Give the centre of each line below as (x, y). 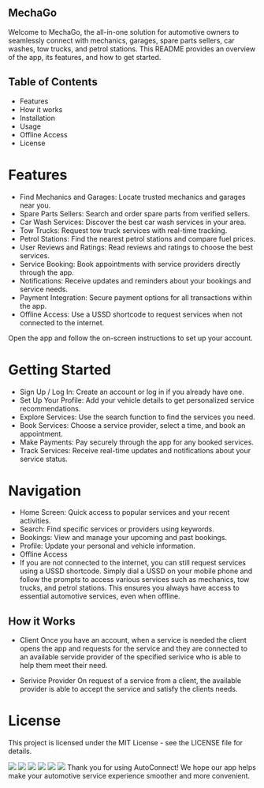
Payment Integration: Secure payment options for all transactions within (136, 297)
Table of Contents (53, 82)
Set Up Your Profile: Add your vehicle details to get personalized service (137, 400)
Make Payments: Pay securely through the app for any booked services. (137, 442)
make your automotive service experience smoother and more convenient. (129, 776)
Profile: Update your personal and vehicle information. (107, 546)
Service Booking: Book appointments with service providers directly (130, 264)
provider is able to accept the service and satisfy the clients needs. (128, 689)
